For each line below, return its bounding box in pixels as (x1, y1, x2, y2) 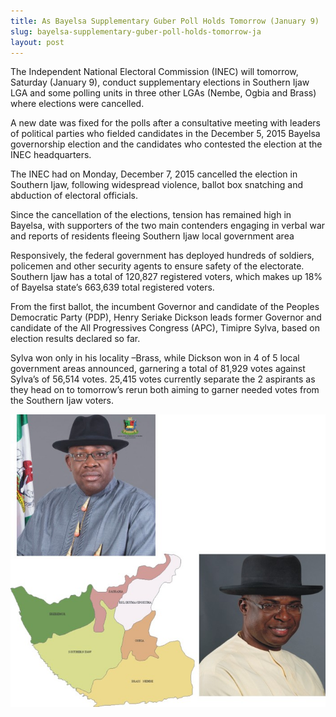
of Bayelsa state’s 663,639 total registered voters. (10, 281, 215, 294)
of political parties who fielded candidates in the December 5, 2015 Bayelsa (10, 128, 321, 140)
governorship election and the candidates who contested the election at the (10, 138, 323, 150)
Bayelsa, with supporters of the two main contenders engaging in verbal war (10, 220, 326, 232)
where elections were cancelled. (10, 98, 145, 110)
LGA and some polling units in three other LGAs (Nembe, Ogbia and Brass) (10, 87, 317, 99)
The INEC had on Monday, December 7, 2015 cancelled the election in (10, 168, 298, 180)
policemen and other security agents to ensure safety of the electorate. (10, 260, 305, 272)
